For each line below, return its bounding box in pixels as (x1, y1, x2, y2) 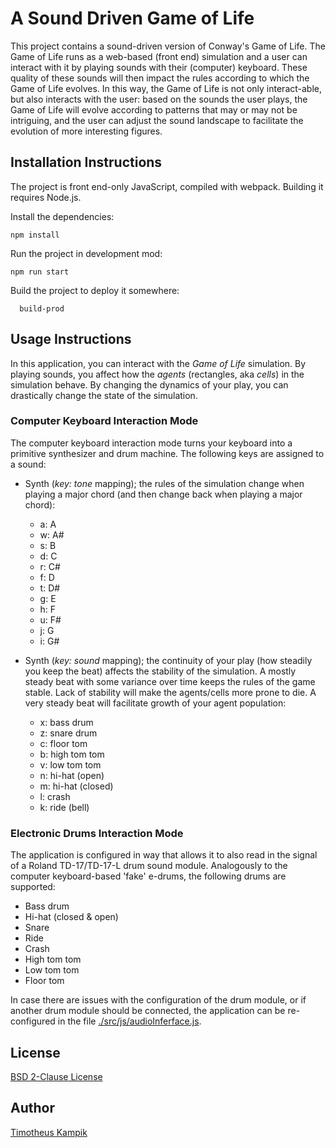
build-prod (19, 303, 65, 314)
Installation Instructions (10, 154, 163, 171)
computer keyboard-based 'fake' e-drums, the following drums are (10, 870, 287, 882)
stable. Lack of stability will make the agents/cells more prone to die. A (24, 686, 317, 698)
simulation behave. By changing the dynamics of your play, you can (10, 378, 289, 391)
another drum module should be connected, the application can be (10, 1005, 286, 1017)
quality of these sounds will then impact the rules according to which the (10, 72, 310, 84)
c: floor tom (39, 737, 88, 749)
